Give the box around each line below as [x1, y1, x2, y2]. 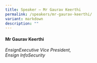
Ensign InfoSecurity [5, 52, 46, 58]
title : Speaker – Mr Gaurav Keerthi [5, 7, 81, 12]
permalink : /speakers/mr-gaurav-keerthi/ [5, 12, 93, 17]
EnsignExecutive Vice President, [5, 47, 71, 53]
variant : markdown [5, 16, 43, 21]
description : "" [5, 21, 39, 26]
